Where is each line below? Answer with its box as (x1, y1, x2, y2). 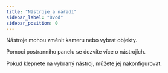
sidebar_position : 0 (6, 20, 59, 26)
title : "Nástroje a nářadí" (6, 8, 77, 15)
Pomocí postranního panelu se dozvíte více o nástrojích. (6, 48, 146, 56)
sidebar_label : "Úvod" (6, 14, 63, 21)
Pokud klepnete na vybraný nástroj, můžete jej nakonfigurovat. (6, 60, 162, 67)
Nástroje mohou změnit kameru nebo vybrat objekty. (6, 37, 138, 44)
